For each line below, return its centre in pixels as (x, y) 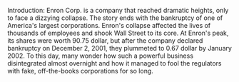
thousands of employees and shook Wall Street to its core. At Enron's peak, (118, 33)
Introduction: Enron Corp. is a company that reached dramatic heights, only (118, 10)
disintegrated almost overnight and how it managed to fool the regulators (115, 63)
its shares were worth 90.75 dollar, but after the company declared (105, 41)
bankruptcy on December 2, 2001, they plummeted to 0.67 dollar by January (119, 48)
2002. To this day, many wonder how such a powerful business (101, 56)
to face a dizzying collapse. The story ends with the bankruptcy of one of (115, 18)
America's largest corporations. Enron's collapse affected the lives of (109, 25)
